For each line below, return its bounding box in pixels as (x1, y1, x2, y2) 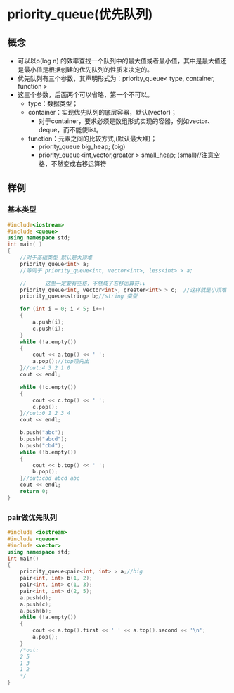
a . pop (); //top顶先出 (32, 358, 90, 365)
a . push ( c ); (20, 601, 52, 608)
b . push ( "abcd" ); (20, 435, 68, 443)
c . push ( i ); (32, 325, 65, 332)
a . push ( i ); (32, 319, 65, 326)
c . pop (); (32, 403, 58, 410)
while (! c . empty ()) (20, 383, 77, 390)
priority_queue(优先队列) (7, 6, 153, 23)
